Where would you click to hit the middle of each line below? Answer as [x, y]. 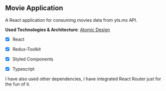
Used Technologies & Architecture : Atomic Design [58, 30]
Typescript [23, 69]
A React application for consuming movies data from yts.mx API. [71, 20]
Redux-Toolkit [27, 49]
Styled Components [33, 59]
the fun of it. [18, 84]
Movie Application [34, 8]
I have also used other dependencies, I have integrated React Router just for [83, 79]
